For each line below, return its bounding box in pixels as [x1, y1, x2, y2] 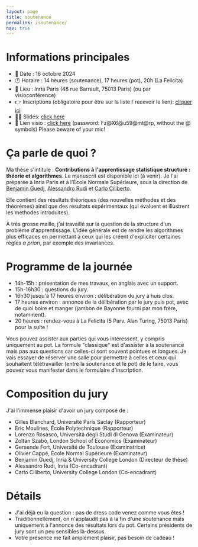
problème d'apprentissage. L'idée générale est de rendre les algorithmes [6, 227, 183, 234]
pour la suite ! [14, 324, 48, 331]
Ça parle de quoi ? [6, 146, 96, 160]
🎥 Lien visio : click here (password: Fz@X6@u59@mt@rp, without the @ [14, 120, 191, 127]
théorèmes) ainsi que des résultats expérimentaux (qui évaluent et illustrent [6, 202, 190, 210]
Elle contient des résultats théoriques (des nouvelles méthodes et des [6, 197, 176, 204]
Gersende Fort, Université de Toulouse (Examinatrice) [14, 443, 146, 451]
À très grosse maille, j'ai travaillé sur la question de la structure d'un [6, 220, 171, 228]
